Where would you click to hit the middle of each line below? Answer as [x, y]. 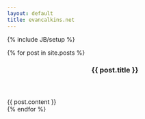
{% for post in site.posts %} [46, 53]
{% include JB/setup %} [41, 39]
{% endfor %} [27, 109]
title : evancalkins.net [41, 20]
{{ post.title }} [115, 70]
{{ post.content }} [32, 102]
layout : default [30, 13]
